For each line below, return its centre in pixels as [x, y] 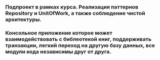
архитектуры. [23, 19]
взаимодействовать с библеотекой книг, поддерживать [78, 39]
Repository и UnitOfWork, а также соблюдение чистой [75, 13]
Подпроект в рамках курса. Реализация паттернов [72, 7]
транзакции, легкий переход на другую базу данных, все [80, 45]
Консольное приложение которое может [59, 32]
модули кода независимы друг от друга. [58, 51]
